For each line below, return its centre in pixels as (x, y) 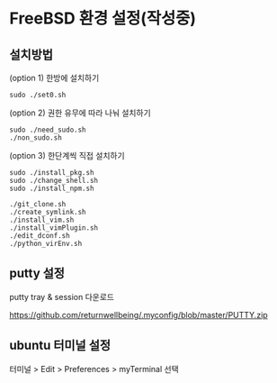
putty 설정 (37, 274)
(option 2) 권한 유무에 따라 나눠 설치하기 (80, 113)
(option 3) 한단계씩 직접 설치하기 (67, 155)
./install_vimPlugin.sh (54, 228)
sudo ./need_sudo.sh (48, 130)
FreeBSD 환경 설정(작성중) (103, 18)
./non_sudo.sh (36, 138)
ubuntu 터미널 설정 (60, 346)
